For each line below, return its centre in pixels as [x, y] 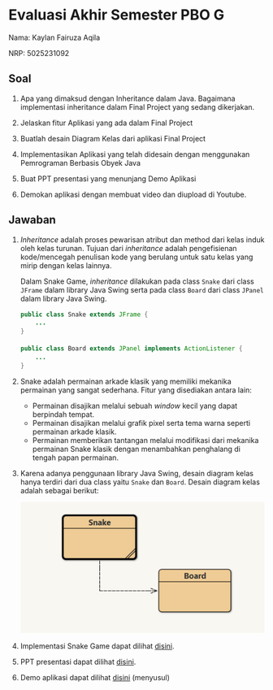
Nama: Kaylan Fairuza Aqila [54, 37]
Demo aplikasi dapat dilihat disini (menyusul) [95, 678]
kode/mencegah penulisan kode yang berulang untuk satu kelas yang [136, 257]
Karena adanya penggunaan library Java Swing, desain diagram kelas [137, 473]
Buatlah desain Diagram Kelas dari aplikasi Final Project [113, 138]
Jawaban [32, 220]
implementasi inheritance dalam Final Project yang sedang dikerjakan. [137, 106]
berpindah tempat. [63, 414]
